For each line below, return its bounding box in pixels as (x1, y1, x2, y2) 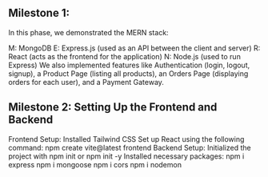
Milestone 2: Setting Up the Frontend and (8, 100, 218, 115)
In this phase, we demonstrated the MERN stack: (8, 27, 170, 37)
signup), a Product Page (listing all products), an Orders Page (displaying (8, 68, 249, 78)
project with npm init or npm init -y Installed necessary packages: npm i (8, 151, 245, 161)
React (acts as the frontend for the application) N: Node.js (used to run (8, 51, 242, 61)
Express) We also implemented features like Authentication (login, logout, (8, 60, 250, 70)
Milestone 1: (8, 6, 70, 20)
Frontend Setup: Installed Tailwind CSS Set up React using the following (8, 134, 245, 143)
